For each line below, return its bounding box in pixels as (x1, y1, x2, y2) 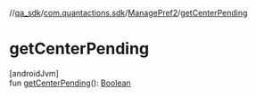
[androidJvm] (9, 68, 60, 78)
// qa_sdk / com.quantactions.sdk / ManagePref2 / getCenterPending (9, 8, 248, 18)
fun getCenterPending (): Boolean (9, 77, 131, 88)
